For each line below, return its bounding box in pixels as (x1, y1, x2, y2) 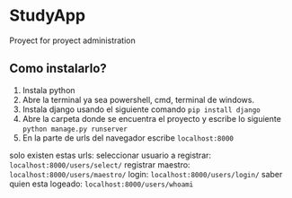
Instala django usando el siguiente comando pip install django (22, 104, 261, 115)
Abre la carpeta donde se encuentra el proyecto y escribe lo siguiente (22, 113, 281, 124)
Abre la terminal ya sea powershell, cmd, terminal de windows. (22, 94, 254, 105)
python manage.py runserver (22, 125, 128, 133)
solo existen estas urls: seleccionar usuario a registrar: (9, 150, 212, 160)
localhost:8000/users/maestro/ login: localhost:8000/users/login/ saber (9, 168, 283, 179)
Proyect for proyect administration (9, 35, 137, 46)
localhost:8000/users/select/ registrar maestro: (9, 159, 190, 170)
